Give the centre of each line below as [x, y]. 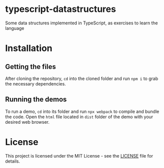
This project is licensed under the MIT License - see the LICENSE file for [79, 156]
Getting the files [31, 66]
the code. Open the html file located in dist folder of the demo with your [79, 117]
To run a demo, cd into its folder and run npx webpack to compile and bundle [82, 111]
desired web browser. [27, 122]
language [15, 28]
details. [13, 161]
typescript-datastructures [61, 9]
